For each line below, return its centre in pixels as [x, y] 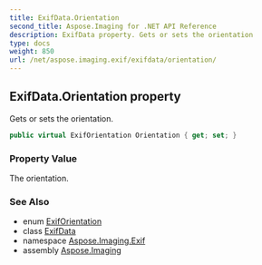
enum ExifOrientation [62, 221]
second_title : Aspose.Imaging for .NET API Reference [113, 26]
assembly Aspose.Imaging [72, 250]
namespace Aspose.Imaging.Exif [84, 240]
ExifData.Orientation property [95, 97]
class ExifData [49, 231]
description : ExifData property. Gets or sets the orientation [131, 34]
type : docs [30, 43]
